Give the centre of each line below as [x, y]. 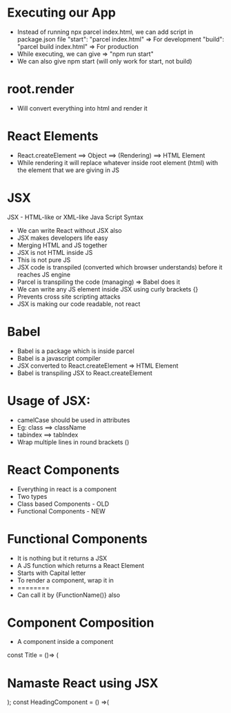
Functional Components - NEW [61, 511]
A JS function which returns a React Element [81, 565]
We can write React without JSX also [69, 230]
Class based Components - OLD [63, 504]
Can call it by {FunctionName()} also [69, 595]
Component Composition [81, 622]
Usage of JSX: [49, 400]
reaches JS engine [44, 274]
